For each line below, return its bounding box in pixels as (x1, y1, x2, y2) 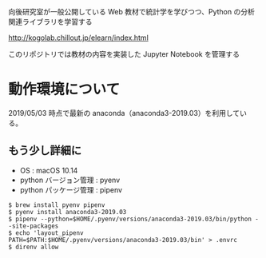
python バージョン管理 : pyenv (19, 175, 121, 185)
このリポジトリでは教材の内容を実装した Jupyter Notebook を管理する (8, 50, 240, 58)
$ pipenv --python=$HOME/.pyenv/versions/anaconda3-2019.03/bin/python (8, 215, 252, 223)
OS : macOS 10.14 (19, 165, 78, 175)
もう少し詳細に (8, 144, 82, 157)
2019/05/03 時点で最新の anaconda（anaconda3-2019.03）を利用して (8, 108, 240, 117)
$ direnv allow (8, 243, 59, 251)
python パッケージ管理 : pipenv (19, 185, 122, 194)
